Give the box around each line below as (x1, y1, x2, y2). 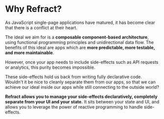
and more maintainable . (5, 50, 54, 56)
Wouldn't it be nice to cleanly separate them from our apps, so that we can (5, 79, 156, 85)
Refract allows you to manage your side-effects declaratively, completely (5, 94, 158, 99)
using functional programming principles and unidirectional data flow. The (5, 39, 154, 45)
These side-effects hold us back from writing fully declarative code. (5, 74, 142, 79)
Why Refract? (5, 3, 62, 15)
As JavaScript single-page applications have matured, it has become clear (5, 20, 155, 25)
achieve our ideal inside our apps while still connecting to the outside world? (5, 84, 159, 90)
